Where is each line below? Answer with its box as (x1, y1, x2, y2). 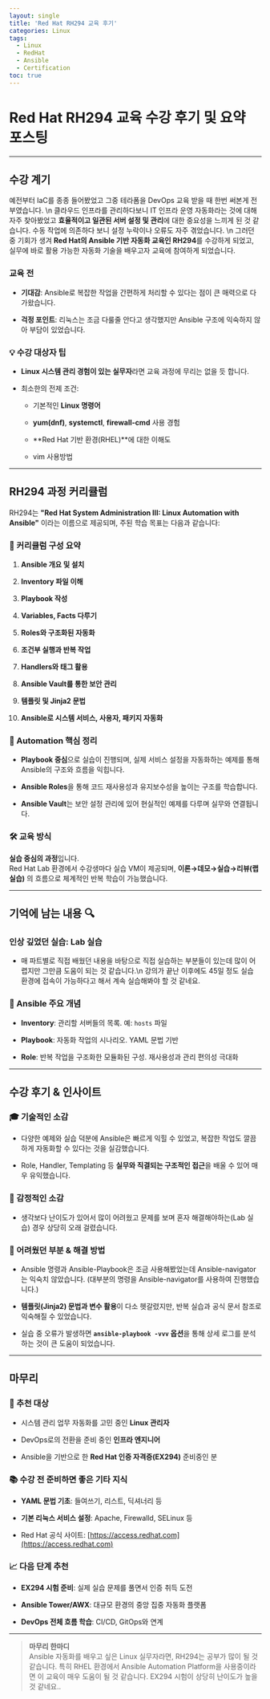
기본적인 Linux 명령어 (32, 400, 101, 410)
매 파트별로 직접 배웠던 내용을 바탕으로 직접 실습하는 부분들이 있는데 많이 (20, 956, 248, 965)
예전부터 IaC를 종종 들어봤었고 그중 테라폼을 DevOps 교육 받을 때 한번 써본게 (9, 196, 249, 205)
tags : (9, 34, 27, 43)
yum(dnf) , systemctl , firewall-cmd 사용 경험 (32, 417, 180, 427)
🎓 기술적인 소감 (9, 1111, 69, 1122)
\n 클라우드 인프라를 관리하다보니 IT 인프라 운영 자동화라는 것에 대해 (45, 205, 257, 215)
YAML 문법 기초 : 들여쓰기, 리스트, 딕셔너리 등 (20, 1496, 163, 1506)
